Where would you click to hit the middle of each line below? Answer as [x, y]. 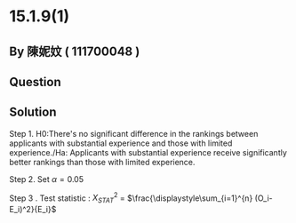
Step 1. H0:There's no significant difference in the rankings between [134, 133]
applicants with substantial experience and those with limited [121, 143]
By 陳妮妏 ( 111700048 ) [75, 51]
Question [35, 82]
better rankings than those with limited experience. [102, 162]
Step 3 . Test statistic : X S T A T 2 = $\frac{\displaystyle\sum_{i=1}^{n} [131, 198]
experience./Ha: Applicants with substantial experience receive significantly [148, 152]
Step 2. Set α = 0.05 [47, 179]
